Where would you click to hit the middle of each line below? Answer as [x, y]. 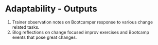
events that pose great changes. [44, 37]
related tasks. [26, 27]
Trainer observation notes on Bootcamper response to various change [82, 22]
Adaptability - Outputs [51, 9]
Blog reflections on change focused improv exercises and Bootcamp [81, 32]
